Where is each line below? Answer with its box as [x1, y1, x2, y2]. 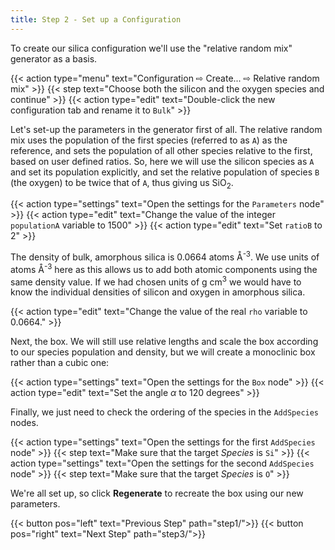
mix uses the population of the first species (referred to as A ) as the [10, 134, 288, 146]
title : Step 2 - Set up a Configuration [10, 14, 182, 25]
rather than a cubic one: [10, 357, 110, 369]
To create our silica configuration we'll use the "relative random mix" [10, 42, 293, 54]
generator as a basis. [10, 52, 98, 65]
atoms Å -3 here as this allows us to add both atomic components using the [10, 262, 318, 275]
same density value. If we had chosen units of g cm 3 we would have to [10, 274, 302, 288]
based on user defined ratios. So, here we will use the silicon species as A [10, 155, 315, 167]
